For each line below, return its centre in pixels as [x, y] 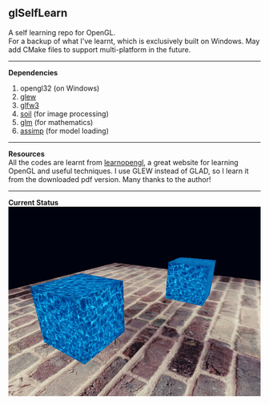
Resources [27, 154]
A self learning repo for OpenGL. [62, 32]
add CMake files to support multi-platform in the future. [100, 49]
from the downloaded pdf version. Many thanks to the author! [110, 179]
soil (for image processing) [64, 113]
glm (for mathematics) [56, 122]
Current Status [33, 202]
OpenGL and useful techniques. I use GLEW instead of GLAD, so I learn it [128, 171]
